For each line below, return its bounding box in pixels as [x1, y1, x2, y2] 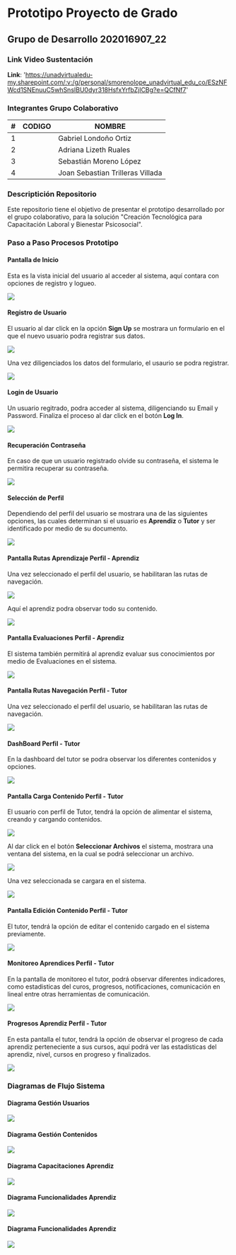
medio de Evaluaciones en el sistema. [7, 657, 117, 665]
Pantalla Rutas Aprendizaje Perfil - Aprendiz [7, 554, 140, 562]
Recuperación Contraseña [7, 441, 86, 449]
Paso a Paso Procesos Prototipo [7, 238, 119, 248]
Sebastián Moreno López [57, 157, 141, 166]
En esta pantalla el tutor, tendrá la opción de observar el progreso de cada [7, 1035, 224, 1044]
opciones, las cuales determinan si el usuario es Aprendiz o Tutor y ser [7, 517, 216, 526]
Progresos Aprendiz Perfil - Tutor [7, 1019, 107, 1028]
